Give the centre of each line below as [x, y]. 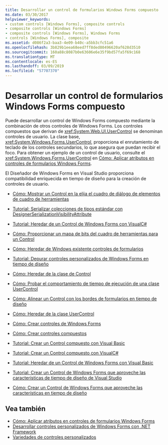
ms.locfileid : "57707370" [32, 71]
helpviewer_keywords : [28, 19]
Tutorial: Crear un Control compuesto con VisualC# [65, 353]
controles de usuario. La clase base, [43, 136]
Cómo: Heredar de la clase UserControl [53, 314]
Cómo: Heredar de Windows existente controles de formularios [78, 249]
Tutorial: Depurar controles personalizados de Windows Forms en [80, 258]
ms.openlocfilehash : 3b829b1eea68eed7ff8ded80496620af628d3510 [73, 47]
